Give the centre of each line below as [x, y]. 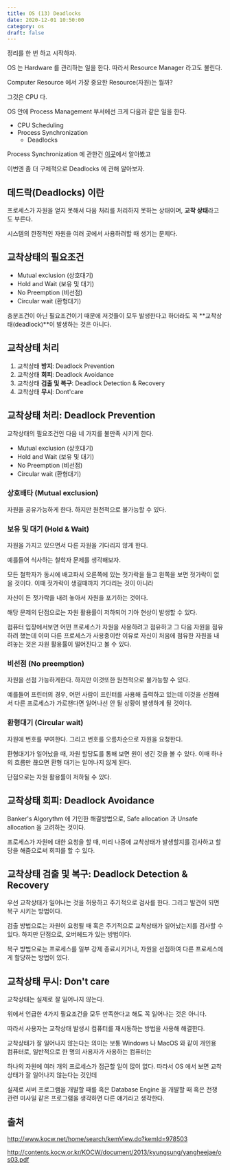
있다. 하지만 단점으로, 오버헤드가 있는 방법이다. [69, 934]
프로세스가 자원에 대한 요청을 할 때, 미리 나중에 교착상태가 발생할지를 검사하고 [111, 842]
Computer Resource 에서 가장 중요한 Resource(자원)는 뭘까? [90, 83]
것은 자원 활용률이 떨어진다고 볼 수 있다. [78, 644]
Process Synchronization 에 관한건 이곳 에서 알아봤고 [79, 154]
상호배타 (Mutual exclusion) [53, 493]
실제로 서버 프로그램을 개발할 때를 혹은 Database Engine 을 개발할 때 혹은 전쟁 [112, 1090]
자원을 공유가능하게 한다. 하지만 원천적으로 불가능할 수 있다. [87, 509]
